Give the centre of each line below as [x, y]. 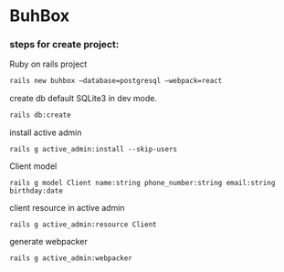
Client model [33, 166]
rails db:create [40, 115]
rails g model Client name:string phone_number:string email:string [142, 183]
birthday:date [37, 191]
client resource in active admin [67, 208]
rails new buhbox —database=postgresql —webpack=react [116, 81]
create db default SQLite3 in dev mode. [84, 99]
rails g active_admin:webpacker [71, 258]
